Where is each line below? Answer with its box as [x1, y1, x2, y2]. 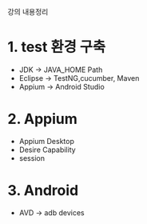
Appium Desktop [18, 136, 75, 146]
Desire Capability [18, 145, 77, 154]
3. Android [7, 182, 79, 200]
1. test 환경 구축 [7, 38, 106, 56]
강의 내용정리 [7, 7, 49, 16]
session [18, 153, 46, 162]
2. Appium [7, 110, 77, 128]
